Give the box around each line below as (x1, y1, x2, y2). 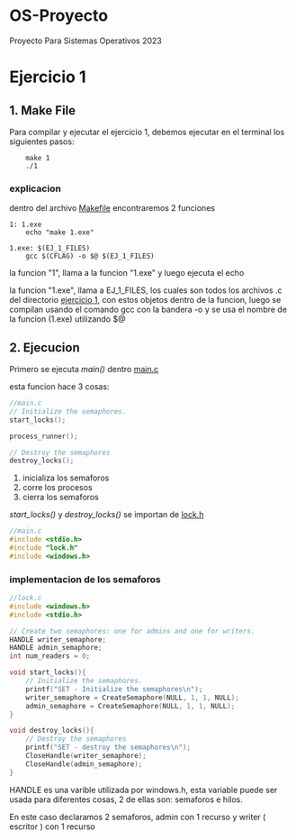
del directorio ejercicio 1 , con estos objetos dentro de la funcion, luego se (9, 295, 282, 306)
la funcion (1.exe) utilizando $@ (9, 314, 126, 324)
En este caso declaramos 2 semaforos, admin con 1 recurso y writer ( (9, 811, 266, 822)
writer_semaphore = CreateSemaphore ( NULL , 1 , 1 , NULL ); (25, 693, 240, 702)
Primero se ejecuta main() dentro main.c (9, 364, 159, 375)
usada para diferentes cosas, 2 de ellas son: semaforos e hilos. (9, 794, 243, 805)
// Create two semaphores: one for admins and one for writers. (9, 626, 256, 635)
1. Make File (9, 103, 76, 118)
